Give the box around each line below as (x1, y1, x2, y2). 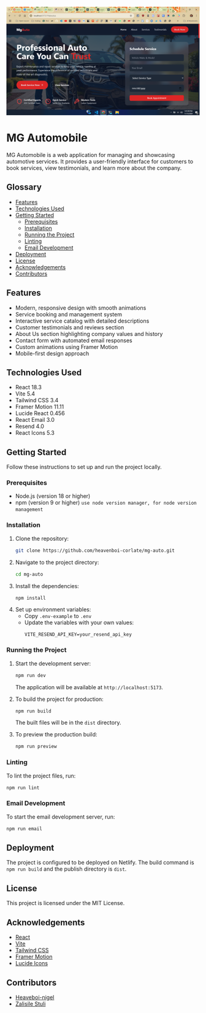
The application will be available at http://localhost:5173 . (15, 683, 164, 690)
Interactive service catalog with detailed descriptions (15, 317, 150, 324)
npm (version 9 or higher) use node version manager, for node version (15, 499, 197, 506)
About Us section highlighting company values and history (15, 330, 163, 337)
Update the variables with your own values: (24, 619, 134, 626)
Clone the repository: (15, 535, 69, 542)
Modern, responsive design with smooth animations (15, 304, 147, 312)
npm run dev (15, 672, 46, 678)
